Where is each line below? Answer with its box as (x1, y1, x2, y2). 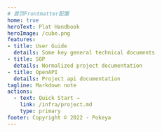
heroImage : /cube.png (7, 29, 71, 37)
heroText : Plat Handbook (7, 23, 80, 30)
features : (7, 36, 36, 43)
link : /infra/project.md (20, 101, 93, 108)
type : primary (20, 108, 61, 115)
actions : (7, 88, 33, 95)
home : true (7, 17, 39, 24)
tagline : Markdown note (7, 82, 77, 89)
